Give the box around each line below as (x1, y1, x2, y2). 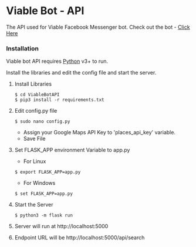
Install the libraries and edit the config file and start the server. (6, 69, 157, 76)
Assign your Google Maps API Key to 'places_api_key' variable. (23, 129, 176, 136)
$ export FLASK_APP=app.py (14, 169, 81, 175)
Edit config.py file (14, 107, 58, 114)
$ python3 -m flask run (14, 212, 73, 218)
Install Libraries (14, 80, 52, 87)
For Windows (23, 180, 56, 187)
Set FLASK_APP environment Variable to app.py (14, 147, 130, 154)
